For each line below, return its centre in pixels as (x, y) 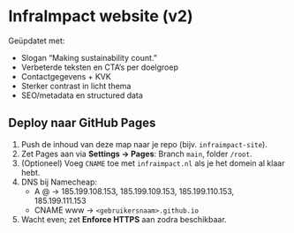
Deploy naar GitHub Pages (82, 123)
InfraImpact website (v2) (101, 16)
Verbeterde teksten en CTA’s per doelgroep (99, 67)
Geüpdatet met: (37, 41)
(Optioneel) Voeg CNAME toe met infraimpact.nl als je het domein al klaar (153, 163)
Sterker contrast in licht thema (76, 86)
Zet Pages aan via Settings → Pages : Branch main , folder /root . (136, 154)
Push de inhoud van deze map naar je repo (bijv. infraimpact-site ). (144, 144)
